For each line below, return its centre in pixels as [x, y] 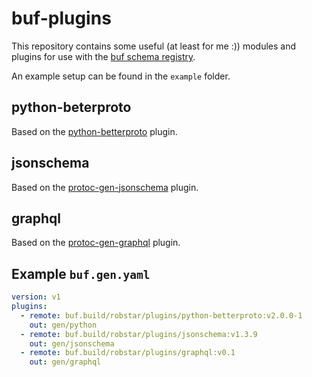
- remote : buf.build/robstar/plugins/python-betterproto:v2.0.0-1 [161, 315]
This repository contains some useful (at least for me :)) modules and [153, 46]
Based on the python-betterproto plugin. [94, 131]
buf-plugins [61, 18]
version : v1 [36, 297]
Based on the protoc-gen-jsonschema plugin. [105, 187]
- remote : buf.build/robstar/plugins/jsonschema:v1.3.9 [139, 334]
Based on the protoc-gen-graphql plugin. [96, 243]
